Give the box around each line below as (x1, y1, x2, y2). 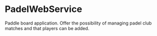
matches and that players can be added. (5, 25, 90, 31)
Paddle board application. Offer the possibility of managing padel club (5, 20, 152, 26)
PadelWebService (5, 3, 83, 15)
